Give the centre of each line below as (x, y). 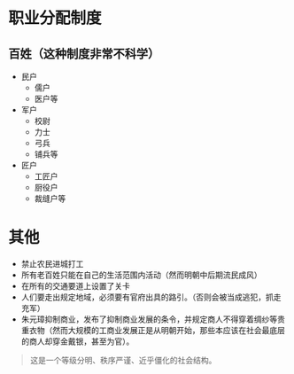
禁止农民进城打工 (52, 263)
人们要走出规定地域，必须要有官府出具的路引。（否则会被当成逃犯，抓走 (151, 297)
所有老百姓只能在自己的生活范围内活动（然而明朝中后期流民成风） (141, 275)
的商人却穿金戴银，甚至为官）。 (77, 341)
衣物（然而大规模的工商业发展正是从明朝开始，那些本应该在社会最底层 (157, 330)
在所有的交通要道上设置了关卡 (75, 285)
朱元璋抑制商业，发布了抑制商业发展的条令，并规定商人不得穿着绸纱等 (149, 319)
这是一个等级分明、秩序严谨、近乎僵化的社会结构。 (123, 360)
